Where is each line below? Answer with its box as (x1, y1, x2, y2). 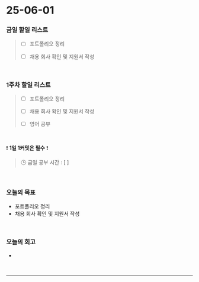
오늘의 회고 (6, 238, 36, 246)
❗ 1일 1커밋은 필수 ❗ (6, 144, 49, 151)
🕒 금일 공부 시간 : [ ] (20, 159, 69, 166)
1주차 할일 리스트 (6, 80, 52, 89)
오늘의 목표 (6, 189, 36, 197)
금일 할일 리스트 (6, 26, 49, 34)
